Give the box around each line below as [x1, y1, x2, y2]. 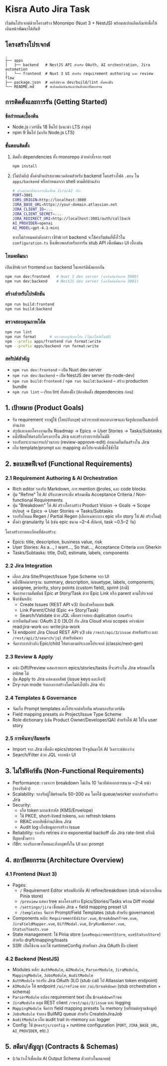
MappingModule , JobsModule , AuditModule [12, 972, 93, 978]
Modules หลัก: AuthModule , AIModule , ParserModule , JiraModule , [12, 967, 139, 973]
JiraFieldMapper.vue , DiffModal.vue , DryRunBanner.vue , [12, 920, 126, 926]
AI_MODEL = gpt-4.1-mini [12, 225, 60, 230]
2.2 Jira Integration [5, 562, 53, 569]
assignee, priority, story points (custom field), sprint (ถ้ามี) [12, 585, 129, 591]
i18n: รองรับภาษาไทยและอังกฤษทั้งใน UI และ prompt [12, 841, 104, 847]
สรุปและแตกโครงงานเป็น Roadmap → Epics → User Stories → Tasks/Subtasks [12, 428, 162, 434]
